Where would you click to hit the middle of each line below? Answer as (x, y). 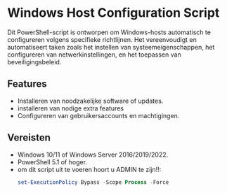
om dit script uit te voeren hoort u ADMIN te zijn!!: (89, 169)
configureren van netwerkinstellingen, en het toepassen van (94, 55)
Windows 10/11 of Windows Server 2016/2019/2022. (93, 155)
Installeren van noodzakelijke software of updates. (90, 101)
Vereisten (29, 138)
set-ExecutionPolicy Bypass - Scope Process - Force (93, 182)
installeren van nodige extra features (71, 108)
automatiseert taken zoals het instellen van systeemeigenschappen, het (111, 47)
